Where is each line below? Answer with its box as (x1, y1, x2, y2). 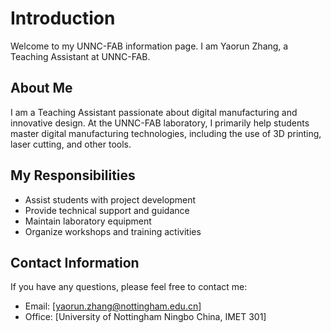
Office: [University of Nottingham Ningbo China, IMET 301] (24, 311, 267, 323)
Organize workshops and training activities (24, 225, 202, 237)
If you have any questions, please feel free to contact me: (10, 281, 248, 293)
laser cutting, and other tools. (10, 138, 132, 150)
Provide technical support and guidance (24, 204, 190, 216)
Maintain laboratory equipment (24, 215, 152, 227)
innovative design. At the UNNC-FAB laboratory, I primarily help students (10, 117, 310, 129)
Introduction (10, 7, 116, 30)
